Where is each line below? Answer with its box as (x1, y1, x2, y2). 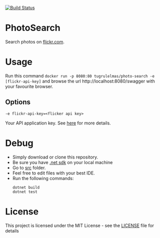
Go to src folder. (12, 164, 46, 170)
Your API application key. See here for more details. (5, 120, 111, 126)
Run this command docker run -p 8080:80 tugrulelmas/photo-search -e (5, 72, 155, 78)
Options (5, 98, 31, 106)
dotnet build (12, 185, 40, 190)
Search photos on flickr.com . (5, 38, 65, 44)
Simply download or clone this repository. (12, 154, 98, 160)
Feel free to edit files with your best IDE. (12, 170, 95, 176)
